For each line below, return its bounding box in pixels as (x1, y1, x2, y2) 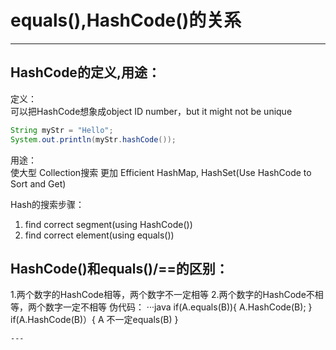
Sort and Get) (10, 177, 67, 190)
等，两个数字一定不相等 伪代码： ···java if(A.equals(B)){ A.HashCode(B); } (10, 301, 313, 313)
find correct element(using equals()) (24, 229, 175, 241)
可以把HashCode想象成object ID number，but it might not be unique (10, 105, 293, 117)
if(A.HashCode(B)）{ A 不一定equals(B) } (10, 314, 179, 326)
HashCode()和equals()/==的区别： (10, 260, 229, 277)
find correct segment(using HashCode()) (24, 218, 193, 230)
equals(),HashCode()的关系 (10, 9, 242, 32)
